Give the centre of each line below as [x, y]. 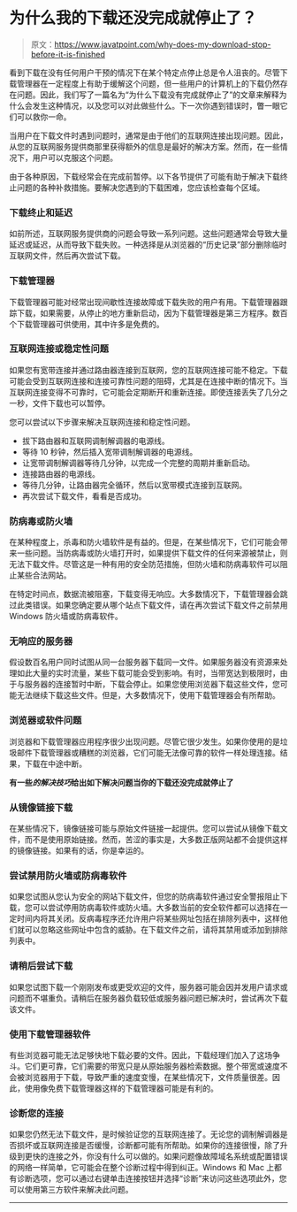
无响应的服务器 [41, 641]
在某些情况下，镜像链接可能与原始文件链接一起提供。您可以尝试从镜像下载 [145, 829]
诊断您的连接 [37, 1113]
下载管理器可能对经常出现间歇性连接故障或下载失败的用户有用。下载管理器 [145, 302]
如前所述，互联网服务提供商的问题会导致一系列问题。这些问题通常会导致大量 [148, 234]
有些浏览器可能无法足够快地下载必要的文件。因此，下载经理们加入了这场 [141, 1055]
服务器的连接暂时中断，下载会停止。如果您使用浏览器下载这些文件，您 [152, 684]
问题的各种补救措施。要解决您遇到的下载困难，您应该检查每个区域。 [141, 188]
